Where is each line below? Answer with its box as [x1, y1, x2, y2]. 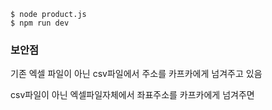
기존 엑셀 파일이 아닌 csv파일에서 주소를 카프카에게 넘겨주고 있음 [10, 68, 263, 80]
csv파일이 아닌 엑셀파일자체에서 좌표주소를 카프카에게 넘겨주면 [10, 89, 255, 101]
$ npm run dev [10, 18, 70, 28]
